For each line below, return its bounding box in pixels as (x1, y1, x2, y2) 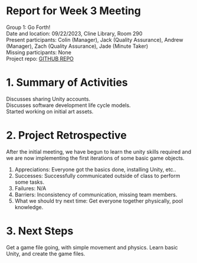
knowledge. (14, 203, 44, 210)
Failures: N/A (14, 184, 47, 191)
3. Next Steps (6, 225, 74, 238)
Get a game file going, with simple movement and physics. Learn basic (6, 243, 178, 251)
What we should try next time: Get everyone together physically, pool (14, 197, 183, 204)
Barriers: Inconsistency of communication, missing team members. (14, 191, 178, 198)
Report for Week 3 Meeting (6, 4, 142, 18)
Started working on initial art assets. (6, 108, 94, 115)
